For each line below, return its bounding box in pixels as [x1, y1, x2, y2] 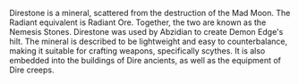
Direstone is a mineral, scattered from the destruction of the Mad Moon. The [9, 8, 291, 18]
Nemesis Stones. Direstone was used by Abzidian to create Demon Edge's [9, 27, 284, 37]
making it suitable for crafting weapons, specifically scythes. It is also [9, 46, 266, 56]
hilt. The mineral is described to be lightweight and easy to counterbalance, [9, 36, 288, 46]
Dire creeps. [9, 64, 55, 75]
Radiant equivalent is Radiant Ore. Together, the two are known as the [9, 17, 267, 28]
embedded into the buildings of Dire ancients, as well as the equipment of [9, 55, 282, 65]
